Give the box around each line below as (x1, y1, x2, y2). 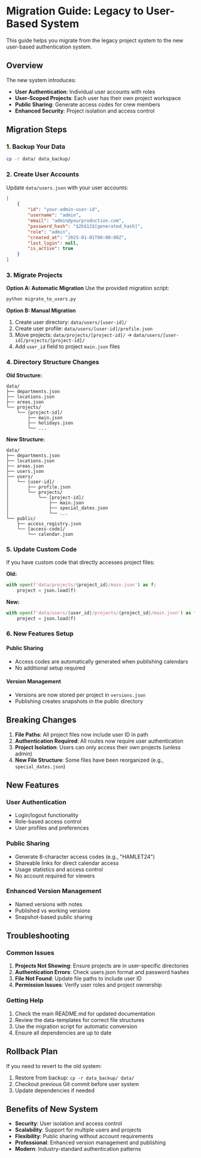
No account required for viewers (14, 872, 95, 879)
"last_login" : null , (28, 240, 79, 246)
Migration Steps (6, 125, 68, 135)
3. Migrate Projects (6, 271, 63, 279)
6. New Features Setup (6, 629, 74, 638)
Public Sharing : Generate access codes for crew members (14, 101, 160, 108)
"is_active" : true (28, 246, 74, 252)
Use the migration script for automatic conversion (14, 1023, 138, 1030)
